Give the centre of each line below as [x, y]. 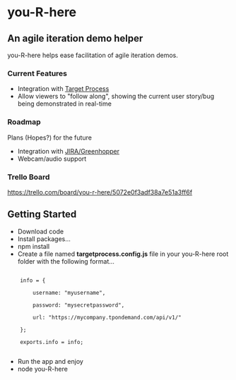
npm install [34, 246]
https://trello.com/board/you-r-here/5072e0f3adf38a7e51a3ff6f [100, 192]
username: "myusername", [69, 293]
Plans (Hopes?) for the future [49, 137]
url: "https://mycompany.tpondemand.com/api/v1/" [107, 317]
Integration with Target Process [63, 89]
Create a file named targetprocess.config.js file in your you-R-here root [123, 254]
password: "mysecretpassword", [79, 305]
